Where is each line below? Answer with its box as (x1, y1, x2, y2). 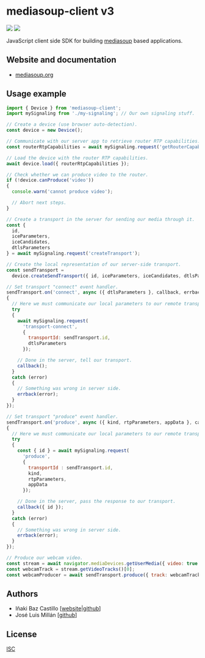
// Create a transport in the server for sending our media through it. (6, 216, 195, 222)
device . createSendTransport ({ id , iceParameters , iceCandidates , (12, 273, 182, 279)
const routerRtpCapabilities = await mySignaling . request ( (6, 143, 160, 150)
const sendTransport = (6, 267, 64, 273)
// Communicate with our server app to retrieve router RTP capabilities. (6, 139, 201, 145)
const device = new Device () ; (6, 127, 84, 134)
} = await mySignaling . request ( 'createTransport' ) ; (6, 250, 140, 257)
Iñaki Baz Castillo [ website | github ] (15, 605, 101, 612)
